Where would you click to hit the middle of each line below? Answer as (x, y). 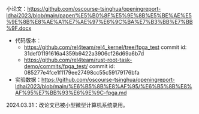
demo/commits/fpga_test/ (56, 66)
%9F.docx (19, 28)
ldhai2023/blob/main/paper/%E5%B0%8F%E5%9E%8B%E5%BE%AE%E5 (99, 16)
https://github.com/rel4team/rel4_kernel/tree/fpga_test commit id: (105, 47)
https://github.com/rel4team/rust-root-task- (78, 60)
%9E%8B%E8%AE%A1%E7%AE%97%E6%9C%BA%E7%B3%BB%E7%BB (99, 22)
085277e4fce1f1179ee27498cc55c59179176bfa (82, 73)
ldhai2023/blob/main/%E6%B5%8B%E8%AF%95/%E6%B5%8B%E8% (103, 86)
